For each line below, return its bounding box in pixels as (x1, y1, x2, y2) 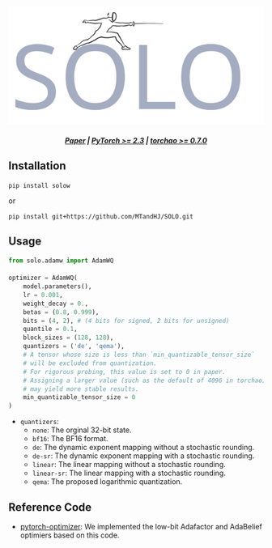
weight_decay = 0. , (23, 299, 89, 308)
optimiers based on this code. (19, 530, 120, 540)
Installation (8, 159, 66, 173)
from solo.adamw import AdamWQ (8, 257, 114, 265)
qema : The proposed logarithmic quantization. (32, 477, 183, 486)
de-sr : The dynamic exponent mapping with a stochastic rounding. (32, 451, 255, 461)
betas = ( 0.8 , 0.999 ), (23, 308, 100, 316)
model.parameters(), (23, 282, 92, 291)
